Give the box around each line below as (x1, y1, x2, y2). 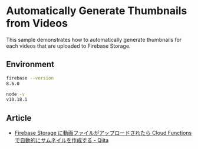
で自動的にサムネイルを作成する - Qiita (14, 137, 109, 144)
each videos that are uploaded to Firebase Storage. (6, 42, 131, 49)
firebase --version (6, 75, 54, 81)
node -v (6, 91, 25, 97)
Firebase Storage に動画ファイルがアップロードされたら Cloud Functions (14, 130, 192, 137)
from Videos (6, 16, 68, 30)
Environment (6, 59, 55, 69)
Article (6, 113, 32, 123)
